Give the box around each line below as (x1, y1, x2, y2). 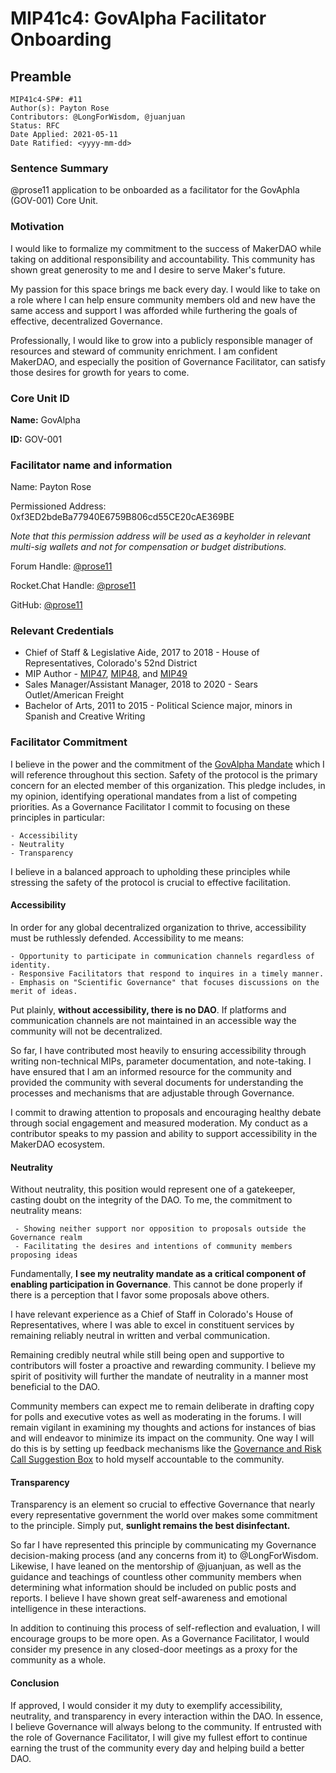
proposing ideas (10, 1250, 78, 1261)
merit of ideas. (10, 986, 78, 996)
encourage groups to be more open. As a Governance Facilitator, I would (10, 1633, 310, 1645)
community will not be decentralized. (10, 1025, 163, 1037)
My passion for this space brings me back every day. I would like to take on (10, 283, 321, 295)
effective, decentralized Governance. (10, 315, 163, 327)
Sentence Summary (10, 161, 109, 175)
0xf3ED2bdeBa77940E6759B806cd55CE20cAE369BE (10, 511, 235, 523)
